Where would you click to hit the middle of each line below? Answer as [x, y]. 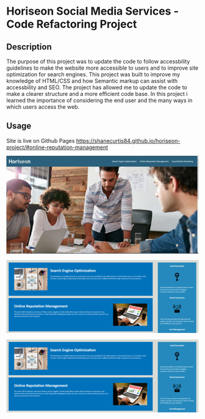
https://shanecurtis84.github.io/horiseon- [128, 140]
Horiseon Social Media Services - [92, 11]
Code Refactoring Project [72, 24]
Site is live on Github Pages [41, 140]
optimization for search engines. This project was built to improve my [93, 74]
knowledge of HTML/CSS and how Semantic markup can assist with [92, 81]
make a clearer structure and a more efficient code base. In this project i [97, 94]
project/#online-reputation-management [57, 147]
